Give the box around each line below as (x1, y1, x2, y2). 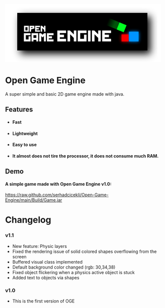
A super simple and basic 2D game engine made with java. (5, 91, 124, 97)
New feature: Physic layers (12, 243, 67, 249)
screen (12, 253, 27, 260)
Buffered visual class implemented (12, 259, 83, 265)
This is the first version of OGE (12, 298, 75, 304)
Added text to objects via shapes (12, 274, 80, 280)
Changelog (5, 214, 51, 226)
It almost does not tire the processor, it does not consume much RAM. (12, 153, 159, 159)
